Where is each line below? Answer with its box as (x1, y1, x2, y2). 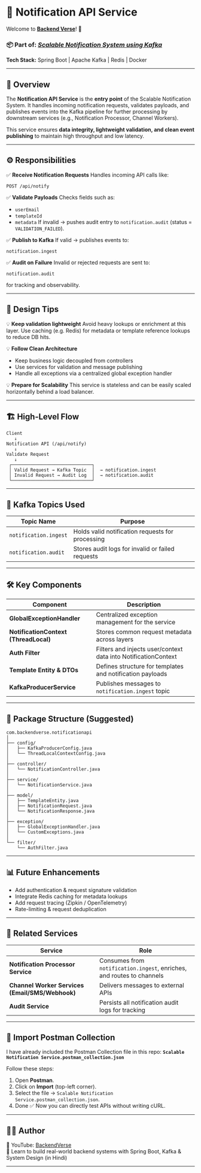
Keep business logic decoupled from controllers (14, 356, 133, 364)
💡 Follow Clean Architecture (6, 344, 78, 352)
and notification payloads (96, 670, 167, 678)
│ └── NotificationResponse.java (6, 808, 95, 814)
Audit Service (9, 1002, 50, 1010)
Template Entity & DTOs (9, 666, 79, 675)
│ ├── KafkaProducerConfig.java (6, 745, 93, 751)
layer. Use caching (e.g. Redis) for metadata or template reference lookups (6, 326, 190, 334)
